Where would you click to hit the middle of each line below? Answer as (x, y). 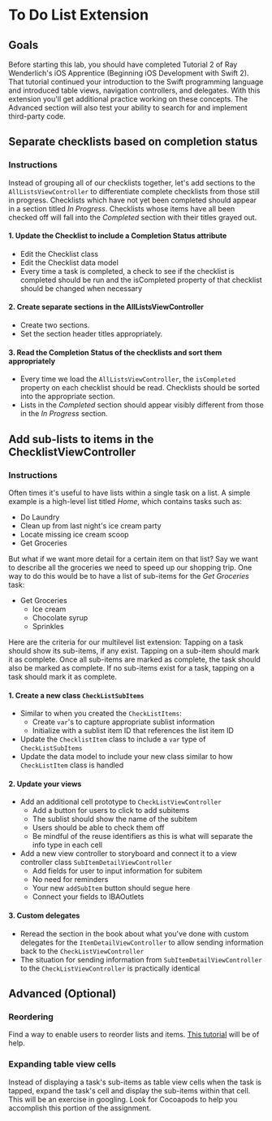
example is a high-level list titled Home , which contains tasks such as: (125, 501)
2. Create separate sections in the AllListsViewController (106, 307)
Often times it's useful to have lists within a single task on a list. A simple (130, 493)
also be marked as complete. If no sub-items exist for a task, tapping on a (132, 667)
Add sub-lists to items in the (81, 439)
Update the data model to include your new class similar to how (126, 757)
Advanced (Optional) (63, 993)
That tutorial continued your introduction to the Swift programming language (136, 82)
